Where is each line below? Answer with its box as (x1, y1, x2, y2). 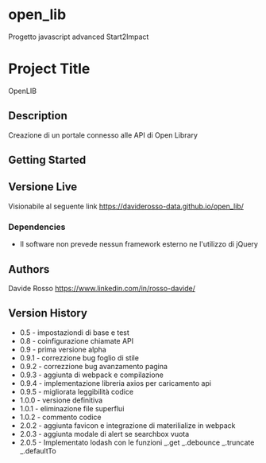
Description (8, 109, 67, 123)
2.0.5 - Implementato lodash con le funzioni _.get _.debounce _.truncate (19, 438, 255, 447)
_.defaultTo (19, 445, 57, 455)
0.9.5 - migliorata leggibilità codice (19, 387, 133, 396)
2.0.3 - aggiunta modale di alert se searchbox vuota (19, 429, 190, 438)
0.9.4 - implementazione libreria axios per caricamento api (19, 378, 212, 387)
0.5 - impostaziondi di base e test (19, 328, 129, 337)
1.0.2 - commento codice (19, 412, 102, 422)
